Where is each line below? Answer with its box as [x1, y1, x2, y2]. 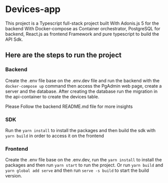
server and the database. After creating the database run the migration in [5, 88, 158, 94]
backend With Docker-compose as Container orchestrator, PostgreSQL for [5, 25, 160, 31]
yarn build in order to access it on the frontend [5, 133, 104, 139]
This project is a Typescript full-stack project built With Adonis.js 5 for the [5, 20, 159, 26]
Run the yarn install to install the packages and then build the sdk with [5, 127, 156, 133]
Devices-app [5, 4, 61, 15]
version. [5, 173, 22, 179]
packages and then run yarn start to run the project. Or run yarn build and [5, 162, 163, 168]
